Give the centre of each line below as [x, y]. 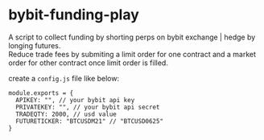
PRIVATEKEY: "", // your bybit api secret [88, 107]
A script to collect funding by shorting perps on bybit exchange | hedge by [132, 37]
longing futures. [35, 45]
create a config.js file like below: [64, 78]
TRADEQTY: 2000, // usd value [66, 114]
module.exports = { [41, 93]
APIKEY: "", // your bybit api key [75, 100]
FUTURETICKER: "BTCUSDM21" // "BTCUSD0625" [89, 121]
